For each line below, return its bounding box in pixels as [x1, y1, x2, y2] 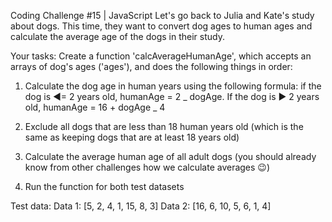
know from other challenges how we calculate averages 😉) [24, 161, 271, 173]
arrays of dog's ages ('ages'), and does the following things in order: [10, 61, 293, 72]
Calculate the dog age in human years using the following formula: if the [24, 80, 322, 92]
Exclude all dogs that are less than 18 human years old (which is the [24, 121, 304, 132]
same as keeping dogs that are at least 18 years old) [24, 131, 240, 143]
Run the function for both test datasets [24, 181, 185, 192]
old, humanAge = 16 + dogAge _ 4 [24, 101, 166, 113]
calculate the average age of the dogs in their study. [10, 31, 225, 42]
